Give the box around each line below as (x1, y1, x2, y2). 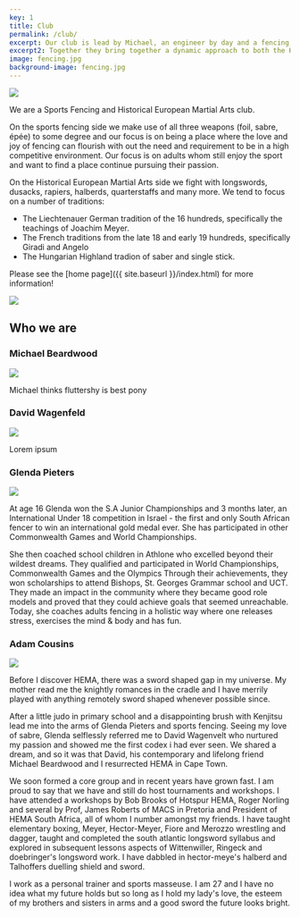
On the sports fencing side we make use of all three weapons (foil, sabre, (9, 122, 279, 132)
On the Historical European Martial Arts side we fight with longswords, (9, 176, 268, 188)
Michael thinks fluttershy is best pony (9, 384, 147, 395)
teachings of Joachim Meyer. (21, 223, 129, 233)
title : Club (9, 21, 54, 30)
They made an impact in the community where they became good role (9, 587, 268, 598)
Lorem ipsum (9, 443, 58, 454)
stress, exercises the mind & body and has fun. (9, 616, 182, 627)
